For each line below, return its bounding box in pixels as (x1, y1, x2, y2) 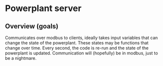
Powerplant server (5, 3, 82, 14)
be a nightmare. (5, 55, 36, 61)
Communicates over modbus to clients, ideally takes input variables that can (5, 35, 158, 40)
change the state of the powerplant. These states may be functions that (5, 40, 149, 46)
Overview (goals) (5, 22, 58, 30)
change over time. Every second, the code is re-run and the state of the (5, 45, 149, 51)
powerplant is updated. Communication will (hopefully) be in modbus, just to (5, 50, 158, 56)
